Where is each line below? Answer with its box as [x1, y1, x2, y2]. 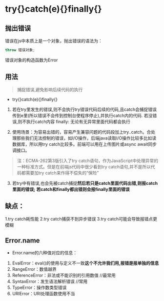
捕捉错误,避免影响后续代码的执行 [17, 86, 83, 92]
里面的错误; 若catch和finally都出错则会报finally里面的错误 [12, 186, 130, 192]
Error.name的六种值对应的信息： [12, 250, 78, 256]
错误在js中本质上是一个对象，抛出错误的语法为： [5, 38, 102, 43]
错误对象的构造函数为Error [5, 57, 58, 63]
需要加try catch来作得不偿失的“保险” [25, 170, 99, 176]
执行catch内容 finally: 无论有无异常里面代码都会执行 [26, 119, 130, 124]
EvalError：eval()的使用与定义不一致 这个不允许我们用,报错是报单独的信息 [12, 260, 159, 266]
